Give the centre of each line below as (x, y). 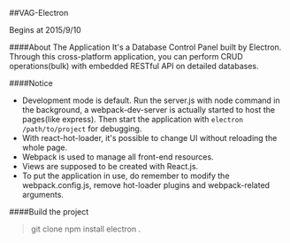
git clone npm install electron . (86, 229)
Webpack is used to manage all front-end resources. (118, 157)
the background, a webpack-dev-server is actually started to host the (149, 110)
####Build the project (49, 212)
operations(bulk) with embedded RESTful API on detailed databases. (134, 66)
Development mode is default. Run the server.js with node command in (151, 100)
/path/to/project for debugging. (82, 129)
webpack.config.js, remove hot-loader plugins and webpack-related (146, 185)
